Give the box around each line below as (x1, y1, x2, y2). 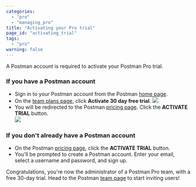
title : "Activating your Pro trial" (6, 25, 95, 31)
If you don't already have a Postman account (6, 131, 136, 139)
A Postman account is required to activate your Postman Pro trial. (6, 63, 164, 70)
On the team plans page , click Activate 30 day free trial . (14, 98, 151, 105)
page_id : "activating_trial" (6, 30, 77, 36)
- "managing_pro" (11, 19, 54, 25)
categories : (6, 8, 35, 15)
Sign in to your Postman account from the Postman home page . (14, 91, 168, 98)
